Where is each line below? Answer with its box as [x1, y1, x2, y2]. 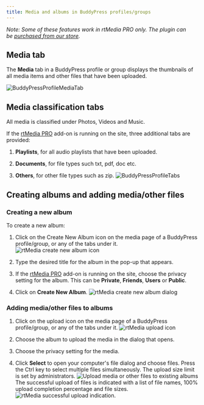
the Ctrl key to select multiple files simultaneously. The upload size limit [15, 366, 195, 373]
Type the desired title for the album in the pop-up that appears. [15, 258, 174, 265]
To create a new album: [6, 221, 65, 229]
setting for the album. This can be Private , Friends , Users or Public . [15, 276, 187, 284]
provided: [6, 137, 30, 144]
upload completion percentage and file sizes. [15, 385, 129, 393]
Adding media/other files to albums [6, 303, 113, 312]
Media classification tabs [6, 102, 104, 112]
